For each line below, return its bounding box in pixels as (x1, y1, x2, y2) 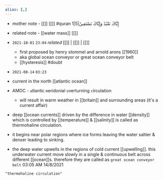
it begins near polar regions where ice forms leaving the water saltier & (12, 131, 155, 137)
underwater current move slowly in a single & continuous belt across (12, 151, 151, 157)
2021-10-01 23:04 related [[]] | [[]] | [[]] (12, 40, 90, 45)
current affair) (19, 102, 48, 108)
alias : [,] (5, 7, 27, 12)
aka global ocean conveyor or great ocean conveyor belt (19, 54, 134, 60)
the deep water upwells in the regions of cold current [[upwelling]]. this (12, 146, 156, 152)
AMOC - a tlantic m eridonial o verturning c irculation (12, 87, 112, 93)
